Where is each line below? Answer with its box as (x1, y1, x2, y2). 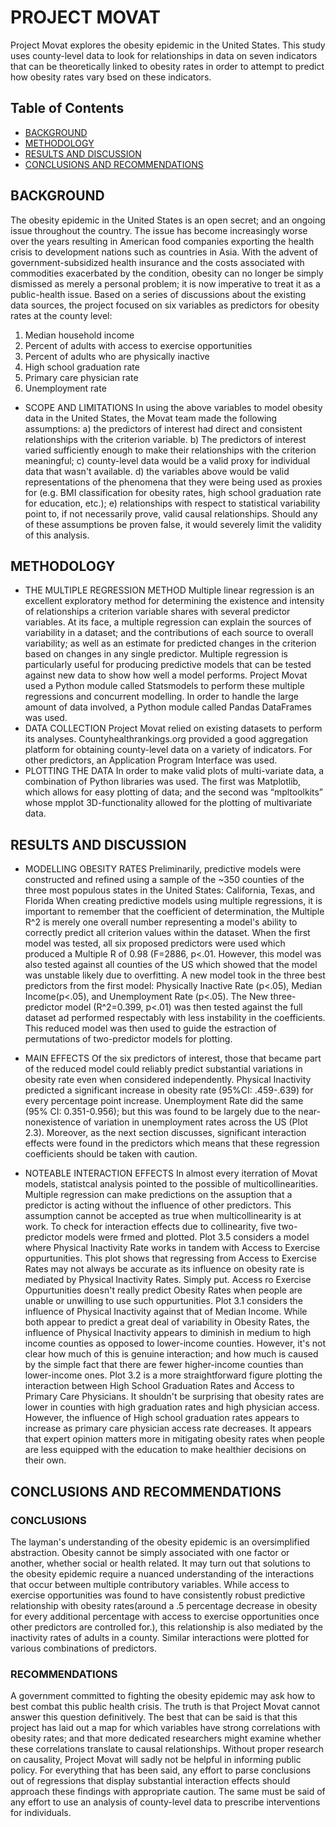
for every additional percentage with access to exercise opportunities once (10, 1610, 320, 1622)
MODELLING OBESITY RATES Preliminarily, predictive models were (24, 863, 302, 875)
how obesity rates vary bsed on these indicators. (10, 71, 212, 83)
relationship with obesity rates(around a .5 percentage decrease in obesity (10, 1599, 318, 1611)
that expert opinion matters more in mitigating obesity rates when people (24, 1433, 326, 1445)
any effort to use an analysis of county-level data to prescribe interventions (10, 1796, 321, 1808)
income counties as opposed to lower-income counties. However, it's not (24, 1337, 326, 1350)
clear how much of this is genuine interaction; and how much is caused (24, 1348, 319, 1360)
